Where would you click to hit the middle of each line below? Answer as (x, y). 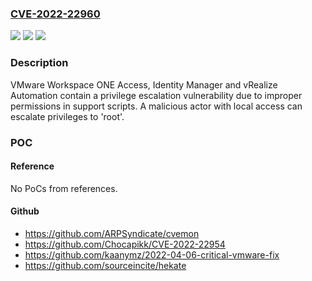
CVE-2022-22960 (55, 14)
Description (39, 63)
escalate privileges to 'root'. (67, 116)
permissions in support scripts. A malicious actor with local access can (156, 106)
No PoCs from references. (64, 188)
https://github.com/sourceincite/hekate (105, 265)
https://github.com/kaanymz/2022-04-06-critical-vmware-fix (152, 254)
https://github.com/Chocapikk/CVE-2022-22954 (125, 244)
